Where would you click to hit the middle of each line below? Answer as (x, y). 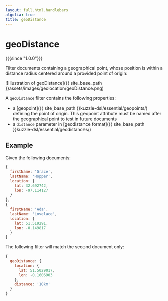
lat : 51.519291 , (31, 223)
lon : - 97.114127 (31, 190)
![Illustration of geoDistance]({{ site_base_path (54, 83)
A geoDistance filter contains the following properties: (60, 98)
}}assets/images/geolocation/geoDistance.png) (55, 88)
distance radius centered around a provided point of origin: (66, 73)
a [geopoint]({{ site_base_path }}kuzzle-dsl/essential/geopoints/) (80, 108)
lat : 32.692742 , (31, 186)
